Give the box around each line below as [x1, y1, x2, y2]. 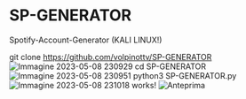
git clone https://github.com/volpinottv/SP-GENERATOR [9, 51, 212, 62]
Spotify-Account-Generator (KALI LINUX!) [9, 34, 163, 45]
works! [131, 80, 157, 90]
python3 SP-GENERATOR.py [132, 70, 237, 80]
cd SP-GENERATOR [134, 61, 207, 72]
